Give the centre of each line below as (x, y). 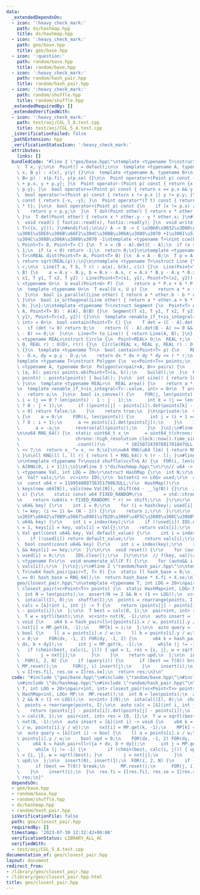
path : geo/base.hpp (41, 45)
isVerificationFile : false (45, 816)
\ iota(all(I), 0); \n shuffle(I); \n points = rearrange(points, (102, 600)
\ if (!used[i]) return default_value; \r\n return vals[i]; (101, 539)
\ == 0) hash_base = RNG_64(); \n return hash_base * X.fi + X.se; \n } (106, 578)
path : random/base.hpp (45, 61)
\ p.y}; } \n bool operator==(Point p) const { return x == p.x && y (105, 189)
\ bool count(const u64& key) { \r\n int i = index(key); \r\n (100, 544)
